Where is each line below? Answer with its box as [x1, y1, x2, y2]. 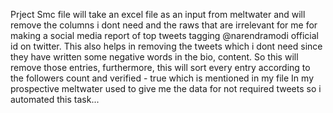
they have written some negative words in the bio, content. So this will [10, 51, 299, 63]
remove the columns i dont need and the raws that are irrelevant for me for [10, 19, 318, 31]
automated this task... [10, 94, 100, 105]
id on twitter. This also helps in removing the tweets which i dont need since [10, 40, 323, 52]
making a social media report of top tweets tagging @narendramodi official [10, 30, 319, 41]
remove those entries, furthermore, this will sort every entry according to [10, 62, 311, 73]
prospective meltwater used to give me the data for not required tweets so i [10, 83, 322, 94]
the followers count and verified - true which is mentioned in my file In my [10, 72, 315, 84]
